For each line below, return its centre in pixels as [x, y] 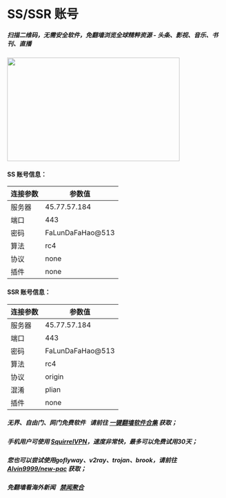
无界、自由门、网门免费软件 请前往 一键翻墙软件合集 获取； [92, 423]
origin [54, 377]
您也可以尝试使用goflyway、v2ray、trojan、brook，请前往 [92, 460]
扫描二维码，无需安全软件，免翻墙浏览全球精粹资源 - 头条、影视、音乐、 [110, 34]
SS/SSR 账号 [43, 14]
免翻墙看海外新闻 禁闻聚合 [45, 488]
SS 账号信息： [27, 174]
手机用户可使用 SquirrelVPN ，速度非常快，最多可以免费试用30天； [102, 441]
